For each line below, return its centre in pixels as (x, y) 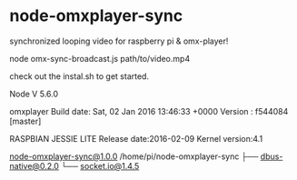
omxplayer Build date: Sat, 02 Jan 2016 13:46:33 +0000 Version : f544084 (149, 111)
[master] (25, 121)
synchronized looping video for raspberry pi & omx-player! (119, 41)
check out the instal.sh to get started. (79, 76)
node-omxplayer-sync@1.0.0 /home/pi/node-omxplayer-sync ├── (134, 156)
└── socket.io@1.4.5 (100, 165)
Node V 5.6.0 (34, 94)
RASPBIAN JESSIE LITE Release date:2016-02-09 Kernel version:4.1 (136, 138)
